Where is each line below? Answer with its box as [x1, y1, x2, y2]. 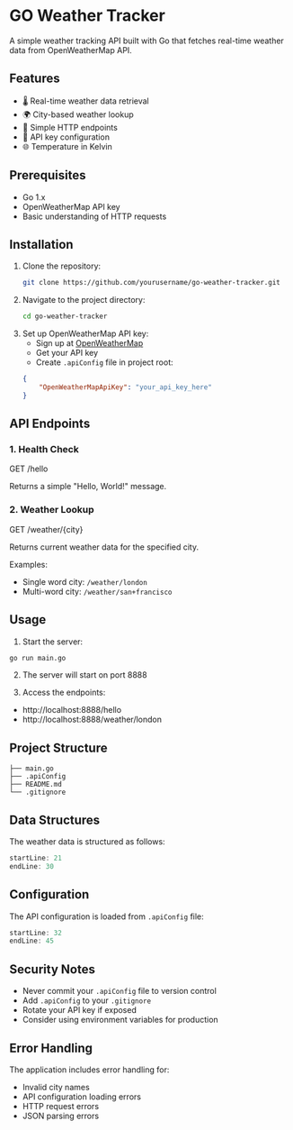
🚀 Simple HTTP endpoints [22, 122, 119, 132]
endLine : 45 [9, 936, 54, 946]
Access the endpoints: [22, 687, 106, 698]
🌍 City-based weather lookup [22, 109, 135, 120]
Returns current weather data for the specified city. [9, 542, 200, 552]
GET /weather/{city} [9, 524, 84, 534]
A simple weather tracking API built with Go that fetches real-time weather [9, 35, 285, 46]
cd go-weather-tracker [22, 312, 108, 321]
